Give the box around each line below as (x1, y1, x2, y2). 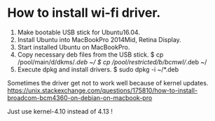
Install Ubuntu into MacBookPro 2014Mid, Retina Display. (17, 35, 182, 43)
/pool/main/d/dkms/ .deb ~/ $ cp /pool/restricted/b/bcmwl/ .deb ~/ (17, 57, 207, 66)
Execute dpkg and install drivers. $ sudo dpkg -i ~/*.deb (17, 65, 179, 73)
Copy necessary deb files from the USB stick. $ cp (17, 50, 164, 59)
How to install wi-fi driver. (7, 5, 161, 21)
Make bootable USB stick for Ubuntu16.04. (17, 28, 140, 36)
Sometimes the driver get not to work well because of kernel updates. (7, 78, 209, 87)
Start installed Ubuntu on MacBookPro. (17, 43, 130, 51)
